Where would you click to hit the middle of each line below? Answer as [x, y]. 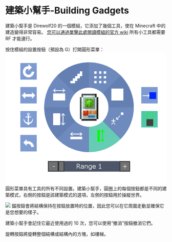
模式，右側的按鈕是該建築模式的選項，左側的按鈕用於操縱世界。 [77, 195]
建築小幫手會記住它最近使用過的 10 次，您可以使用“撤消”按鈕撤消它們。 [80, 223]
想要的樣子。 [28, 212]
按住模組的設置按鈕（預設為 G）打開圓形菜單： [55, 49]
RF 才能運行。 [20, 38]
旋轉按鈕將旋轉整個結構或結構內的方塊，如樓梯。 [57, 234]
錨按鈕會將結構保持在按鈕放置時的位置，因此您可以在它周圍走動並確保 [85, 206]
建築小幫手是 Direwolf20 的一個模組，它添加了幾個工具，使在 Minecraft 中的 [85, 26]
